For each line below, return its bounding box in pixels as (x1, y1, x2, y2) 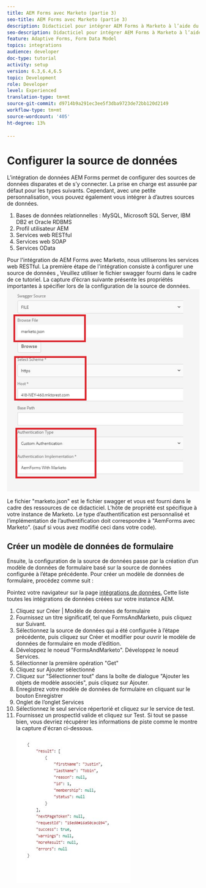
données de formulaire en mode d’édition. (15, 640, 122, 647)
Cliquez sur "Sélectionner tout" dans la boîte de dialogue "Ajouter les (15, 673, 190, 680)
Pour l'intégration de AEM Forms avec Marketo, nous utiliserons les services (7, 257, 199, 264)
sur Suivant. (15, 620, 46, 628)
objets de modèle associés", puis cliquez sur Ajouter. (15, 679, 149, 687)
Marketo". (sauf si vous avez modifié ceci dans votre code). (7, 523, 157, 531)
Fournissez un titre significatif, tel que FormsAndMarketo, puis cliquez (15, 614, 192, 621)
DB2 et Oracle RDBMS (15, 218, 72, 226)
